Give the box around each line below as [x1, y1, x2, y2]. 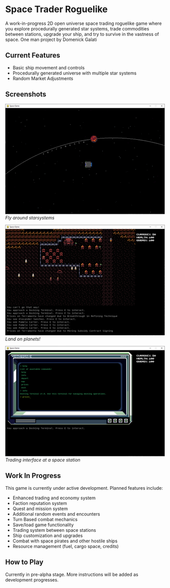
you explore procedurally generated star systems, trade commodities [5, 25, 149, 31]
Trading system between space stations [12, 527, 96, 533]
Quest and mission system [12, 505, 68, 512]
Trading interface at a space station [5, 457, 81, 463]
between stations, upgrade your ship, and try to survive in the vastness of [5, 31, 159, 37]
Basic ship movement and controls [12, 64, 85, 70]
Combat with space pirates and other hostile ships [12, 538, 118, 544]
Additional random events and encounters [12, 511, 100, 517]
